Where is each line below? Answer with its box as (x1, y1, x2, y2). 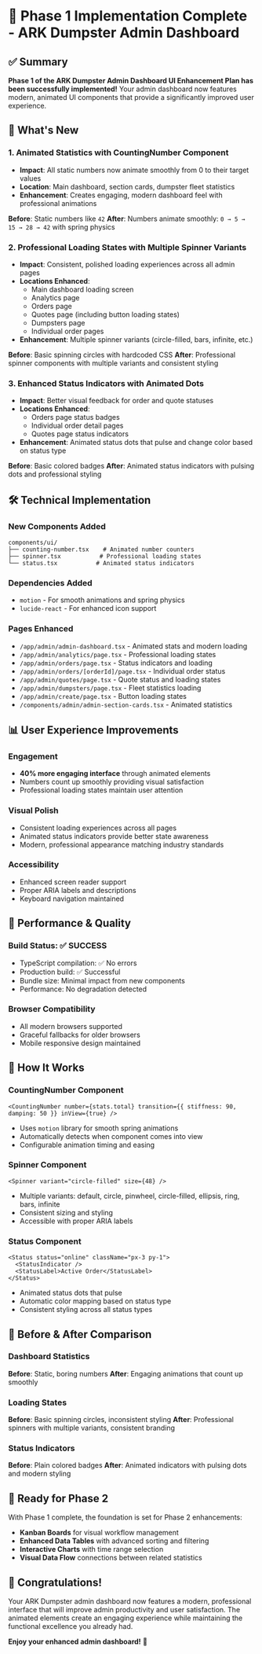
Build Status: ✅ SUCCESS (8, 940, 107, 951)
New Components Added (8, 520, 106, 531)
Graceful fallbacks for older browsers (19, 1030, 141, 1039)
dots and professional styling (8, 469, 102, 479)
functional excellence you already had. (8, 1622, 133, 1631)
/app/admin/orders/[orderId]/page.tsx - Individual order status (19, 666, 226, 675)
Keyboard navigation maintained (19, 894, 124, 903)
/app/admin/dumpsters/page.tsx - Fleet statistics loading (19, 683, 202, 693)
